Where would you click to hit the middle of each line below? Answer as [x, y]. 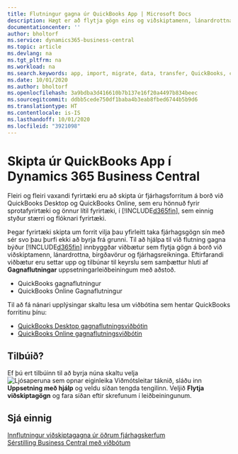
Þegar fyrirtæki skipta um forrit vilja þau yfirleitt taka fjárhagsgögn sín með [116, 232]
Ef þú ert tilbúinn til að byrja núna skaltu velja [73, 373]
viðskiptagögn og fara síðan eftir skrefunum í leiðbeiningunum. [100, 396]
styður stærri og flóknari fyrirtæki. [57, 218]
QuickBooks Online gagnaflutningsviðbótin [80, 333]
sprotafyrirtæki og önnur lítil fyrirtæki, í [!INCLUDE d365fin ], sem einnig [110, 211]
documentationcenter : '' [44, 27]
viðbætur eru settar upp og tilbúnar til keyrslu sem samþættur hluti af [108, 262]
